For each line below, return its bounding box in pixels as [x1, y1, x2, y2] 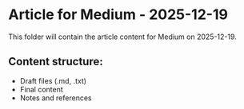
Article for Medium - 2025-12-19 [8, 6, 228, 24]
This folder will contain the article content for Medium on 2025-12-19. [8, 32, 238, 41]
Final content [19, 84, 64, 94]
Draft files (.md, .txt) [19, 76, 86, 85]
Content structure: [8, 55, 103, 68]
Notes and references [19, 93, 92, 103]
